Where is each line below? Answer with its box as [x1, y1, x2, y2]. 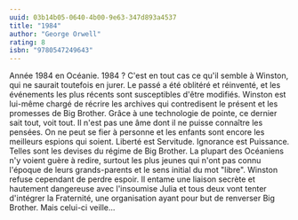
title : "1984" [9, 21, 62, 30]
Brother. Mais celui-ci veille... [9, 202, 116, 213]
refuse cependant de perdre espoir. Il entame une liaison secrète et [9, 174, 256, 185]
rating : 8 [9, 37, 46, 47]
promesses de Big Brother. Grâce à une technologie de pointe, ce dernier [9, 108, 278, 119]
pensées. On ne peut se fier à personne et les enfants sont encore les [9, 127, 265, 137]
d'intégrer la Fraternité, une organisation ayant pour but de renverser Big [9, 192, 276, 204]
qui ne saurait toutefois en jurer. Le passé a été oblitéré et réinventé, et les [9, 80, 281, 90]
